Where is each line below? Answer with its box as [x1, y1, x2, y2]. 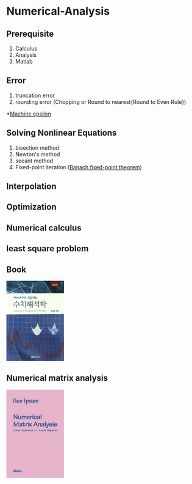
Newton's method [15, 150, 60, 158]
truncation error [15, 92, 55, 99]
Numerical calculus [6, 222, 82, 233]
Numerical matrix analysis [6, 373, 108, 383]
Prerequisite [6, 29, 54, 39]
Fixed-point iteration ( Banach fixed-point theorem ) [15, 163, 142, 170]
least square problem [6, 243, 89, 254]
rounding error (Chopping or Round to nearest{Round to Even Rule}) [15, 98, 187, 105]
